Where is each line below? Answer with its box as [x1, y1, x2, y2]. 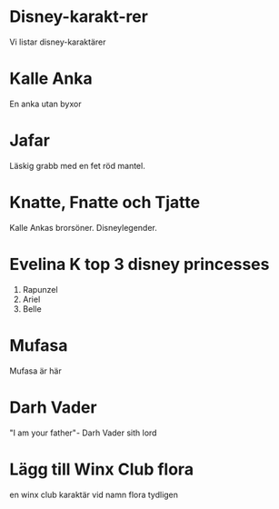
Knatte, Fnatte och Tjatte [9, 193, 201, 213]
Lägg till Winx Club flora [9, 459, 194, 479]
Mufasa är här [9, 365, 62, 376]
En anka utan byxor [9, 98, 82, 109]
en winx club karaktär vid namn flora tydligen [9, 489, 179, 500]
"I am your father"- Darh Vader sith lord [9, 427, 157, 438]
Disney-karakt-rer [9, 6, 148, 27]
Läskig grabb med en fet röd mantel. [9, 160, 145, 171]
